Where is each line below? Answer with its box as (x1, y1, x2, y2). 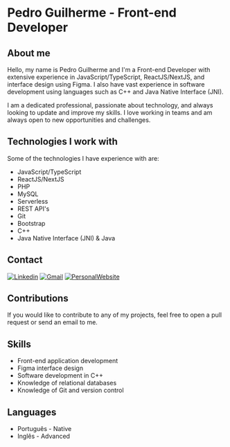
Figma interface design (17, 364, 84, 372)
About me (7, 47, 51, 59)
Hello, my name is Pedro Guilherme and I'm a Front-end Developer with (7, 66, 211, 73)
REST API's (17, 204, 50, 213)
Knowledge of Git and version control (17, 386, 124, 394)
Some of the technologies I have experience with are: (7, 154, 159, 162)
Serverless (17, 197, 48, 205)
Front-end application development (17, 357, 118, 365)
